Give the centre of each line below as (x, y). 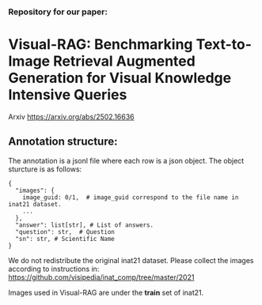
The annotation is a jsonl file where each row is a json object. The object (126, 160)
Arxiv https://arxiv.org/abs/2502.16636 (71, 116)
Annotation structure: (63, 142)
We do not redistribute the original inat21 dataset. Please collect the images (131, 260)
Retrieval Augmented (124, 61)
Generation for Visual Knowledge (120, 78)
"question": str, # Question (65, 232)
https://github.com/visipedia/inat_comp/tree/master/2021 (101, 277)
